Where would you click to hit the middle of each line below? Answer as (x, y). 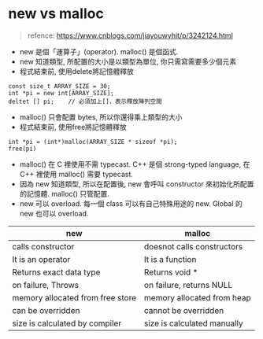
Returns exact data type (56, 272)
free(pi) (22, 149)
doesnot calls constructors (194, 246)
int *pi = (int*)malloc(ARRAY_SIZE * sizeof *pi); (93, 142)
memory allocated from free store (74, 297)
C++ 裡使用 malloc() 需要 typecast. (76, 174)
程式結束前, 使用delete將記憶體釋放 (76, 71)
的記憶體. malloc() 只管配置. (65, 193)
